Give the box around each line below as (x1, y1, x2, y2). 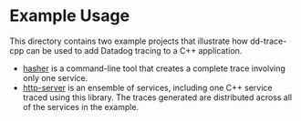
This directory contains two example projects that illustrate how (9, 35, 249, 46)
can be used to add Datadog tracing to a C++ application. (26, 45, 243, 55)
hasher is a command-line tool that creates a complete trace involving (22, 63, 285, 74)
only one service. (22, 72, 88, 83)
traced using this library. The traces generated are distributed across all (22, 92, 293, 103)
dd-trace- (249, 35, 287, 46)
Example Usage (9, 5, 130, 26)
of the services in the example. (22, 101, 140, 112)
